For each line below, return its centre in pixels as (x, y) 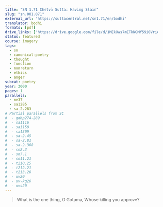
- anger (17, 77)
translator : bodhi (24, 23)
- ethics (18, 73)
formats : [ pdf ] (20, 28)
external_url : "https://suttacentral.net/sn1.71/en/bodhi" (66, 18)
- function (20, 64)
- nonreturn (22, 69)
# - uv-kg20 (18, 181)
